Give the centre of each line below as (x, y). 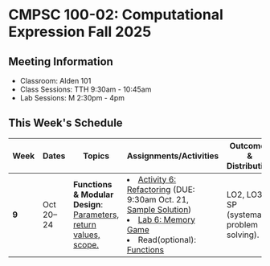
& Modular (94, 194)
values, (87, 235)
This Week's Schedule (65, 123)
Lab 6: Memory (166, 219)
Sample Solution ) (159, 209)
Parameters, (96, 215)
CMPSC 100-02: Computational (116, 15)
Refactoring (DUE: (161, 189)
